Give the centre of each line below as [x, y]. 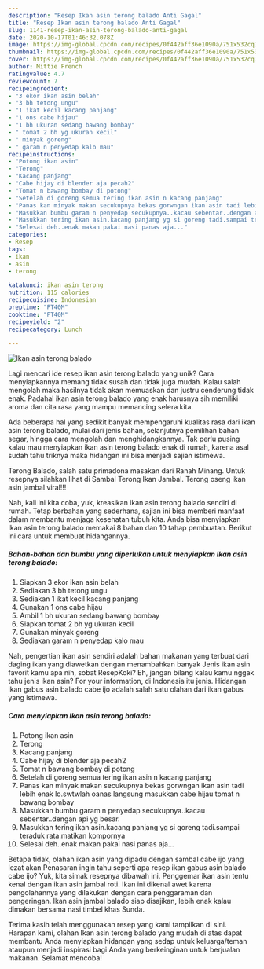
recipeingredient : [38, 88]
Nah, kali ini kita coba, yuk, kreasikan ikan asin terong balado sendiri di [123, 503]
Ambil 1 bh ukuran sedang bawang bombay [89, 616]
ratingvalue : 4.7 [37, 74]
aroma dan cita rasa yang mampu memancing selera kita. [101, 407]
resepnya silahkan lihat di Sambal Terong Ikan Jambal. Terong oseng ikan [127, 479]
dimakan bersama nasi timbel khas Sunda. [77, 909]
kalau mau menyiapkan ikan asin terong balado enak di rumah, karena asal [128, 447]
